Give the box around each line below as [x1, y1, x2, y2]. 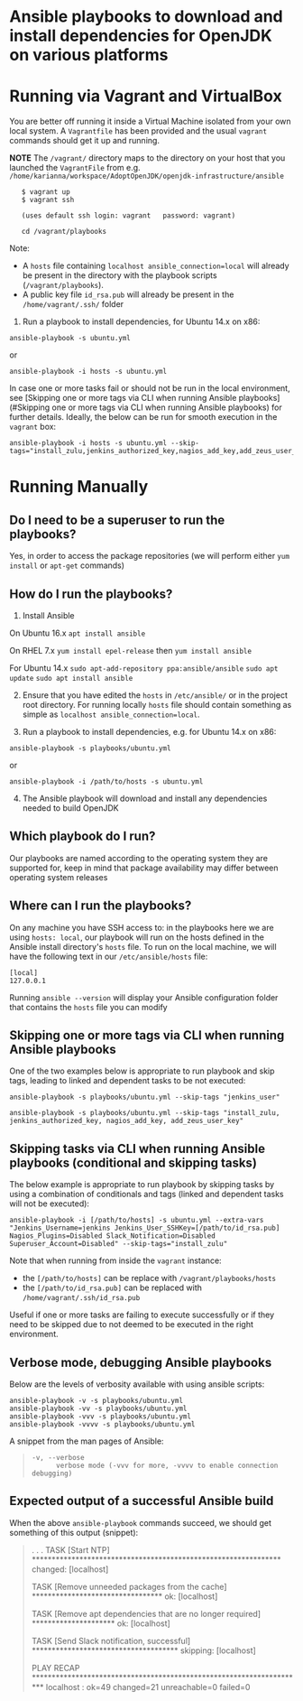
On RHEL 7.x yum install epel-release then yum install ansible [9, 645, 252, 655]
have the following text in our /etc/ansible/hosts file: [9, 951, 208, 962]
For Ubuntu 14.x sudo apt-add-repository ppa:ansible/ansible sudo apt [9, 662, 279, 674]
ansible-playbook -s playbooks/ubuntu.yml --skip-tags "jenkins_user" [9, 1092, 280, 1102]
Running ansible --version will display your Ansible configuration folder [9, 991, 279, 1003]
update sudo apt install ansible [9, 674, 133, 683]
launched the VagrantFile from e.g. [9, 163, 142, 173]
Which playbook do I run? [9, 829, 156, 844]
